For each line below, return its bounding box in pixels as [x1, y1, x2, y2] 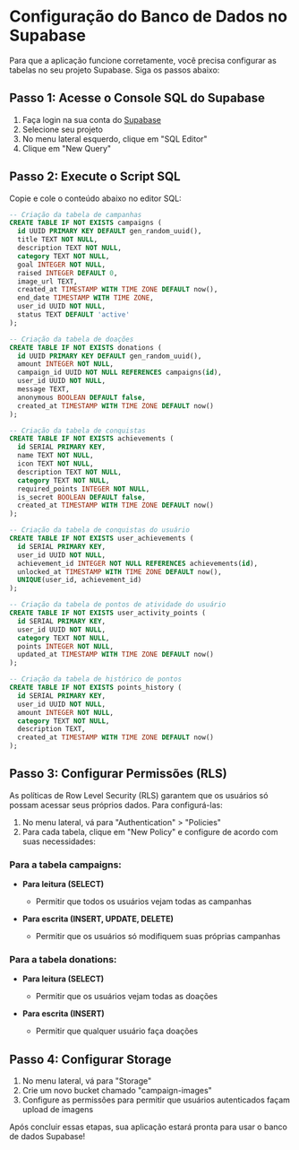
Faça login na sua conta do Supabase [21, 114, 161, 125]
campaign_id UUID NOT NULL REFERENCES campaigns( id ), [17, 368, 222, 378]
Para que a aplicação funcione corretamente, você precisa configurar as [9, 55, 278, 65]
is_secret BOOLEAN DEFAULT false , [17, 492, 146, 501]
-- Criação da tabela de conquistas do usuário [9, 526, 191, 535]
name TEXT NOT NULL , [17, 451, 94, 460]
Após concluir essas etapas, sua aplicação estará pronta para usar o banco [9, 1121, 288, 1132]
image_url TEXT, [17, 276, 78, 286]
